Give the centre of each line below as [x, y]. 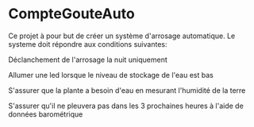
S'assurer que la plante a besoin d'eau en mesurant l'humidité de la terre [127, 90]
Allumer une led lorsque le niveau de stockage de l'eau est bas [111, 75]
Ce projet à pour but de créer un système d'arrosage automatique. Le [122, 36]
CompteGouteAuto [71, 14]
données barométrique [46, 114]
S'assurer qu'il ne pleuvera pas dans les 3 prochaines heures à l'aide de [126, 106]
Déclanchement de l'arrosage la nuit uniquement [88, 60]
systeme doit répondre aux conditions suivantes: [88, 44]
